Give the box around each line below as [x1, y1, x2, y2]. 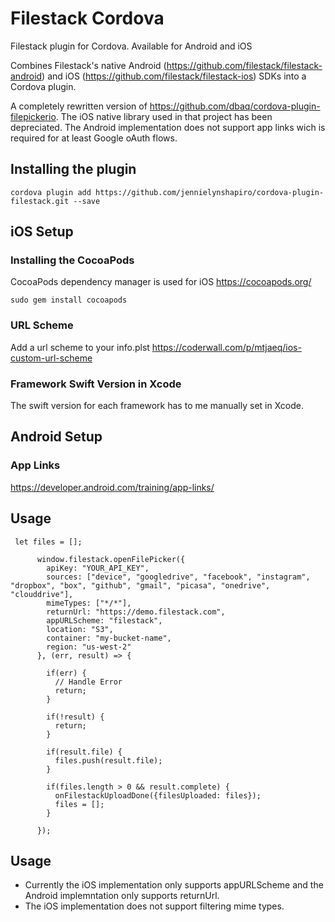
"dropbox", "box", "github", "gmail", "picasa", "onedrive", [10, 580, 271, 591]
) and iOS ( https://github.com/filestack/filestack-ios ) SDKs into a [41, 70, 307, 82]
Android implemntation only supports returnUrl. [24, 890, 220, 902]
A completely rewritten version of [10, 100, 148, 112]
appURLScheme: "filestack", [46, 615, 163, 626]
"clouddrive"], [10, 589, 74, 599]
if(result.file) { [46, 747, 123, 757]
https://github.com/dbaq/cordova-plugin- [149, 100, 321, 112]
